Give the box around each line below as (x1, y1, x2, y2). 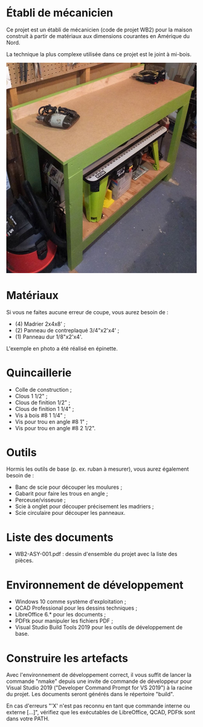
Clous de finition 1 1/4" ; (14, 405, 74, 412)
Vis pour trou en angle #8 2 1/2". (14, 424, 96, 431)
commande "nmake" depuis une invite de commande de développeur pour (6, 677, 192, 685)
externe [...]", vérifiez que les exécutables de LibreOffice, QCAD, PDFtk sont (6, 709, 195, 716)
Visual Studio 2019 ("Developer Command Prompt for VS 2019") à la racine (6, 684, 193, 691)
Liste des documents (6, 531, 114, 544)
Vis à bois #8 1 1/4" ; (14, 412, 66, 419)
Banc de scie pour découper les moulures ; (14, 483, 123, 491)
